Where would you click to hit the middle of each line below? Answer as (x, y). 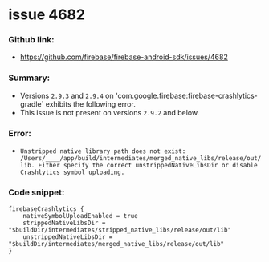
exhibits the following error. (91, 104)
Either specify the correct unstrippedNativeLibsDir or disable (148, 166)
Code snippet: (37, 192)
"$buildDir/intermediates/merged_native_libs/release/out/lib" (116, 244)
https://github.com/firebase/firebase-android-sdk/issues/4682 (124, 57)
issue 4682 (47, 15)
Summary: (29, 78)
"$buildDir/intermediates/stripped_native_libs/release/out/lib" (120, 230)
